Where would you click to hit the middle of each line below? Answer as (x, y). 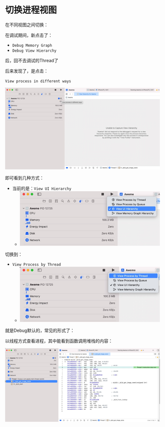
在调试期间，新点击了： (29, 35)
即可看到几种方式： (25, 178)
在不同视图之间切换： (27, 25)
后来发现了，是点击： (27, 71)
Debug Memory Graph (32, 45)
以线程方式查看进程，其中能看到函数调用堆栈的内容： (59, 341)
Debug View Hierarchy (34, 51)
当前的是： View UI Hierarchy (42, 188)
